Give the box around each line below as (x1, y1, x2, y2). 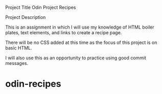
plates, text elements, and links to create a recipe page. (5, 30, 122, 35)
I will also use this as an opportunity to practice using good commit (5, 55, 147, 61)
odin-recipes (5, 78, 61, 90)
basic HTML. (5, 45, 32, 51)
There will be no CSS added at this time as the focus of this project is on (5, 39, 157, 45)
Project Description (5, 14, 46, 20)
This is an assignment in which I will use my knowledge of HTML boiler (5, 24, 154, 30)
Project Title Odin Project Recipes (5, 5, 76, 10)
